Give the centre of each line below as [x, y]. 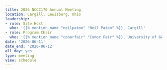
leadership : [17, 19]
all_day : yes [19, 51]
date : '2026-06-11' [25, 42]
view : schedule [21, 60]
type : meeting [20, 55]
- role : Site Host [24, 23]
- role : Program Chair [29, 33]
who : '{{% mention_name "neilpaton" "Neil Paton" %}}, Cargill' [78, 28]
